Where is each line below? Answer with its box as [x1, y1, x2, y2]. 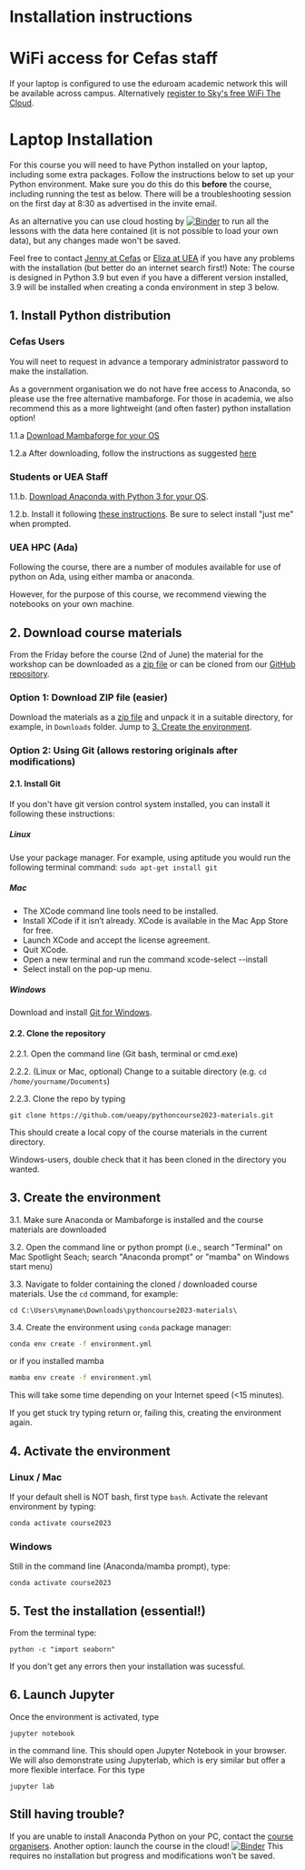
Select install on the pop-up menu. [22, 963, 152, 975]
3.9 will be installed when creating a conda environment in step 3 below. [9, 282, 280, 293]
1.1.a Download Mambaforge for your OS [9, 430, 161, 440]
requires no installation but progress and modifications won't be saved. [9, 1850, 275, 1861]
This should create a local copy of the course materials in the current [9, 1127, 268, 1137]
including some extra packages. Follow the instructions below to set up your [9, 169, 295, 180]
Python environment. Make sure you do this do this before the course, [9, 179, 272, 190]
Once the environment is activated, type [9, 1711, 160, 1722]
